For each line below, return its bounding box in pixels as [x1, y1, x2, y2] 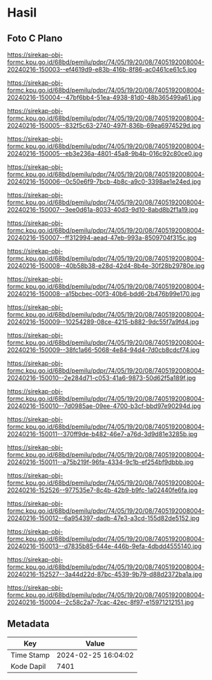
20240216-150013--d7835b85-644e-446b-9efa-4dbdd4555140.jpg [7, 542, 202, 550]
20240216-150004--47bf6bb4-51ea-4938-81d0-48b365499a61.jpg [7, 93, 202, 101]
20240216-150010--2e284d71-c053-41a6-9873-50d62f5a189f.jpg [7, 374, 196, 382]
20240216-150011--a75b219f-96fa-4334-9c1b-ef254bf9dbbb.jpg [7, 458, 194, 466]
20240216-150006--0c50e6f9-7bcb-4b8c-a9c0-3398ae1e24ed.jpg [7, 177, 202, 186]
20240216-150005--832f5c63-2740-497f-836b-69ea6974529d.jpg [7, 122, 202, 129]
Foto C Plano [7, 32, 63, 44]
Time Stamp [10, 650, 50, 660]
